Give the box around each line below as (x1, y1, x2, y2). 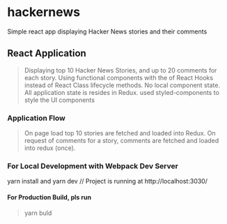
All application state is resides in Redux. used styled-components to (24, 88, 219, 96)
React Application (7, 47, 87, 59)
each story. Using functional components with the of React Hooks (24, 73, 214, 82)
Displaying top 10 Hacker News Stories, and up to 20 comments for (24, 66, 217, 74)
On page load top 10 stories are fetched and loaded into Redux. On (24, 129, 216, 137)
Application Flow (7, 113, 66, 123)
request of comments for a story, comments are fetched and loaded (24, 137, 219, 145)
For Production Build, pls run (7, 193, 92, 201)
